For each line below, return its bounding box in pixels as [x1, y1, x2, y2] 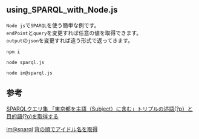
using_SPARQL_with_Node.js [6, 5, 118, 15]
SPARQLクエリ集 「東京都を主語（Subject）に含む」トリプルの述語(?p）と [6, 105, 193, 112]
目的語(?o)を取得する [6, 112, 59, 120]
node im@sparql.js [6, 69, 53, 76]
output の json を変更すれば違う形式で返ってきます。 [6, 36, 134, 44]
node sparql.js [6, 59, 45, 65]
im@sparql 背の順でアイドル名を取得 [6, 125, 98, 132]
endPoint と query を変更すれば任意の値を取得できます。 [6, 29, 142, 36]
